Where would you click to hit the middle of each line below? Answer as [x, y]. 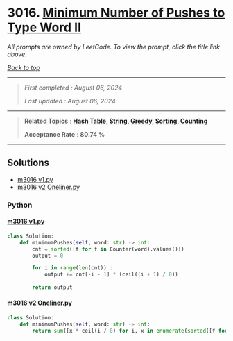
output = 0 [48, 256]
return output [52, 288]
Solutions [28, 163]
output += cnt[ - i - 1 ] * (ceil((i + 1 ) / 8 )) [111, 275]
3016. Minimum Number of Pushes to [116, 13]
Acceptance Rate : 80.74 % [64, 134]
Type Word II [44, 27]
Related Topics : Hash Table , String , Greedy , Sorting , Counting [116, 121]
